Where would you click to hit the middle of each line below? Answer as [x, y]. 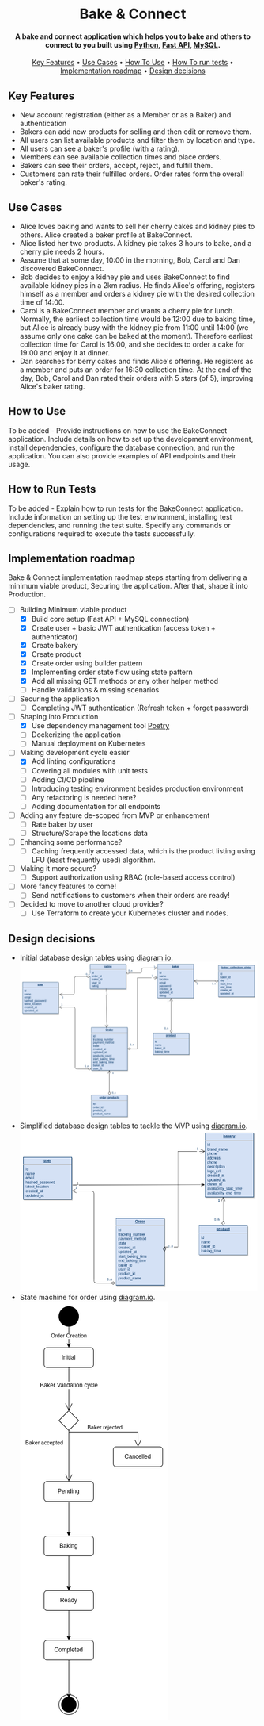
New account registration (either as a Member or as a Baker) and [125, 115]
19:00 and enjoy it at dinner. [65, 353]
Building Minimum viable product [73, 610]
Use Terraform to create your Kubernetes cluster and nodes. [130, 913]
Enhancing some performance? [71, 842]
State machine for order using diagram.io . [87, 1297]
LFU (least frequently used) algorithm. [93, 860]
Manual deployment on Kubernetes [89, 744]
